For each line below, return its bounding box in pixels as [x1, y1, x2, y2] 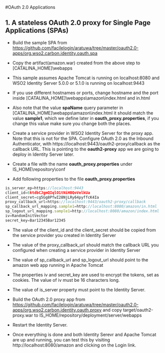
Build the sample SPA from [12, 39, 67, 45]
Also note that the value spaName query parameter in [12, 105, 124, 111]
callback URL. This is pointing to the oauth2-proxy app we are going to [12, 146, 160, 152]
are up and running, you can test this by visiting [12, 337, 111, 343]
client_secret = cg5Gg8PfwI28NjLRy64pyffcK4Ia [5, 195, 99, 200]
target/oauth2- [123, 307, 154, 313]
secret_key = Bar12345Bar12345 [5, 218, 66, 223]
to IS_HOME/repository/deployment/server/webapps [34, 312, 142, 318]
